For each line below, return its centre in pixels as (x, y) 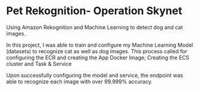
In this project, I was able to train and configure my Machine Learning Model (100, 45)
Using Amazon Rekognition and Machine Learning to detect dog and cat (95, 27)
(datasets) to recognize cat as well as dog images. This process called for (97, 51)
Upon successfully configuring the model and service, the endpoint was (95, 75)
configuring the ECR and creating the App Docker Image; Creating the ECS (98, 57)
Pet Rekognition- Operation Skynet (94, 11)
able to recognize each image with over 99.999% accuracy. (80, 82)
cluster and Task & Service (39, 64)
